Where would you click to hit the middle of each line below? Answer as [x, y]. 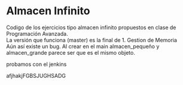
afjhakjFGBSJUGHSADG [36, 75]
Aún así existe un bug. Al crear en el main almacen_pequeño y [83, 46]
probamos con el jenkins [36, 64]
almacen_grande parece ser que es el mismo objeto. [71, 52]
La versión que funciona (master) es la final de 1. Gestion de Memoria [92, 40]
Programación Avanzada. [37, 33]
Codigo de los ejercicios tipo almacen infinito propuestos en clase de [91, 27]
